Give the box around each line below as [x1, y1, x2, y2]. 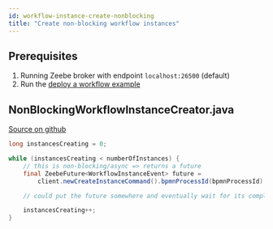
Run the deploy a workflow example [19, 79, 141, 89]
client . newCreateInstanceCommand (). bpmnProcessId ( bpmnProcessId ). [37, 177, 267, 185]
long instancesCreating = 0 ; [8, 140, 107, 148]
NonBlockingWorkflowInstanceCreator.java [8, 103, 235, 117]
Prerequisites [8, 49, 78, 63]
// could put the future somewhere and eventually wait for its [23, 192, 245, 200]
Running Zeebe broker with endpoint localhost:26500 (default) [19, 70, 230, 81]
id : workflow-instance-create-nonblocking [8, 11, 154, 20]
